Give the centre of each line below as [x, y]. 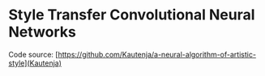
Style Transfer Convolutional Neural [132, 15]
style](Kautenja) [35, 63]
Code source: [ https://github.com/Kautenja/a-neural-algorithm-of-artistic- [132, 54]
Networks [43, 32]
